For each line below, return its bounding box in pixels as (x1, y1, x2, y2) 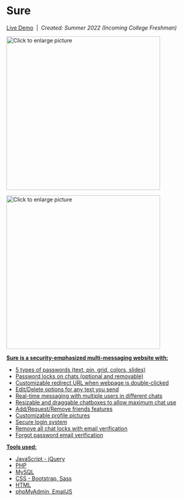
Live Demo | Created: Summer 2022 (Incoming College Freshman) (6, 24, 177, 31)
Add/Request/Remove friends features (15, 405, 113, 412)
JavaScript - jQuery (15, 455, 66, 462)
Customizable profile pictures (15, 411, 90, 419)
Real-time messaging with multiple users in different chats (15, 392, 163, 400)
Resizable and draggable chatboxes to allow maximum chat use (15, 398, 177, 406)
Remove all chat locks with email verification (15, 425, 128, 432)
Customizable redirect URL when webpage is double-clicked (15, 379, 169, 386)
